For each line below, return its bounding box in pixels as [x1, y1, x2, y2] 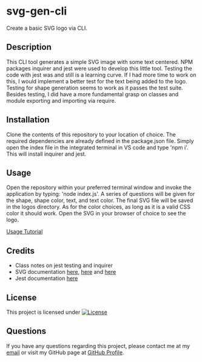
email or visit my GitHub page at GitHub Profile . [6, 349, 124, 356]
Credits [6, 245, 35, 256]
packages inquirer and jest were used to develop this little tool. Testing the [6, 64, 192, 72]
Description [6, 42, 52, 52]
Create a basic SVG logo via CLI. [6, 24, 88, 32]
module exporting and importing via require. [6, 97, 116, 104]
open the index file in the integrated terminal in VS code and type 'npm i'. [6, 144, 189, 151]
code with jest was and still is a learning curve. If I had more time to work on [6, 71, 197, 78]
